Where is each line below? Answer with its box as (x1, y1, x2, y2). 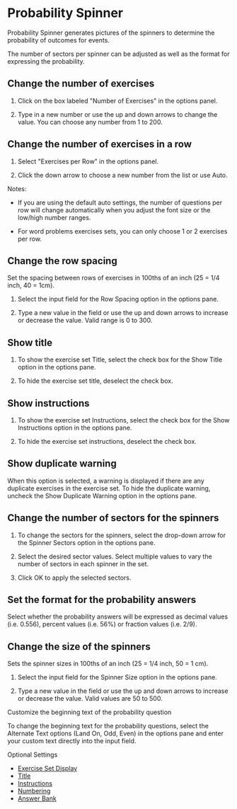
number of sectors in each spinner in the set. (17, 559, 149, 568)
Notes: (7, 184, 27, 193)
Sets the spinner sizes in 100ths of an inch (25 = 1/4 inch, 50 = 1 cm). (7, 660, 209, 668)
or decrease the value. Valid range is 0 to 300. (17, 316, 153, 325)
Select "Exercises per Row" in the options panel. (17, 157, 159, 166)
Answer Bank (17, 794, 57, 803)
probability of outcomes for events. (7, 35, 110, 44)
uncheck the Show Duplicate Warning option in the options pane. (7, 491, 197, 500)
